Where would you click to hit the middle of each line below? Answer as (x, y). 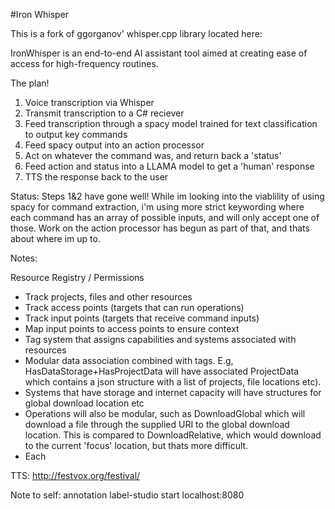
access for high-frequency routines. (84, 63)
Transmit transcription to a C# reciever (104, 113)
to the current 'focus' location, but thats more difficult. (136, 445)
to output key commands (76, 134)
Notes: (24, 258)
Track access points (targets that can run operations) (134, 307)
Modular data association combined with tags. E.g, (129, 360)
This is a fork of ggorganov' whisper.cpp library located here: (136, 33)
